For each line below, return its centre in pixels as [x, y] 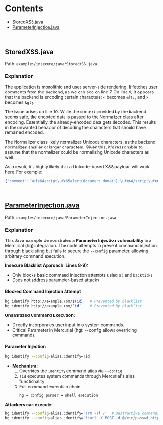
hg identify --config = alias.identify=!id [48, 357]
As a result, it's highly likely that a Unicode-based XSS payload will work [77, 167]
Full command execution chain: [50, 387]
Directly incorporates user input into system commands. [68, 325]
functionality [32, 381]
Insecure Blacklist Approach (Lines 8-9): [47, 265]
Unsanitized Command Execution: [40, 315]
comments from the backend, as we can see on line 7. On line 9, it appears [80, 92]
